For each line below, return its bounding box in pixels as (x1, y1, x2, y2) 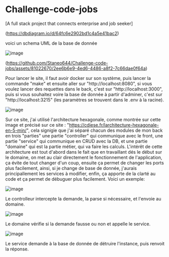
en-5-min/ (5, 127, 27, 133)
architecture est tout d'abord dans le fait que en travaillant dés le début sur (5, 149, 162, 155)
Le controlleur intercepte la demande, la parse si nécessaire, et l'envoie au (5, 195, 161, 202)
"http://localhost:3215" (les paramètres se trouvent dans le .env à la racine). (5, 97, 164, 103)
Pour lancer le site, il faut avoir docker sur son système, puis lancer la (5, 75, 151, 81)
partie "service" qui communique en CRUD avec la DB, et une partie (5, 138, 148, 144)
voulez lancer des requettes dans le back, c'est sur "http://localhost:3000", (5, 85, 163, 92)
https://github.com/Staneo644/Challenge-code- (7, 60, 108, 66)
